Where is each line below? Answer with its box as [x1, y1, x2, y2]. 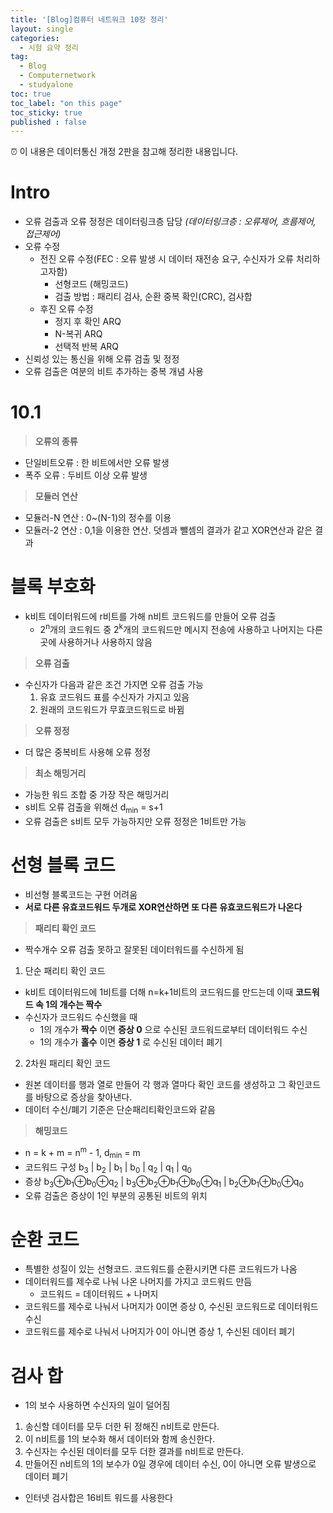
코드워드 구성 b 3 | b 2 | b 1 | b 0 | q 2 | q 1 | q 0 [24, 1161, 192, 1175]
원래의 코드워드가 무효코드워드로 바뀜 [39, 703, 185, 715]
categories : [10, 33, 60, 43]
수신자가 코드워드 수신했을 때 [24, 1011, 138, 1023]
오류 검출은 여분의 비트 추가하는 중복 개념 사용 [24, 366, 204, 378]
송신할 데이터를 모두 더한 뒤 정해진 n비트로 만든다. [24, 1421, 220, 1433]
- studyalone [19, 80, 74, 90]
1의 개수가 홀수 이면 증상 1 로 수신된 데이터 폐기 [39, 1036, 223, 1048]
